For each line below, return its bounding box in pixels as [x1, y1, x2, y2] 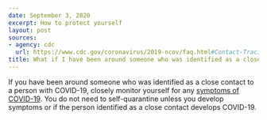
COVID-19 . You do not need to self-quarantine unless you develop [8, 94, 224, 103]
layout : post [8, 26, 52, 34]
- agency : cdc [8, 41, 56, 49]
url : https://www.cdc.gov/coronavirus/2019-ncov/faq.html [15, 48, 212, 56]
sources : [8, 33, 37, 42]
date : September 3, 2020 [8, 11, 91, 20]
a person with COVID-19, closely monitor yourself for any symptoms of [8, 85, 240, 95]
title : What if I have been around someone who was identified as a [8, 56, 240, 64]
